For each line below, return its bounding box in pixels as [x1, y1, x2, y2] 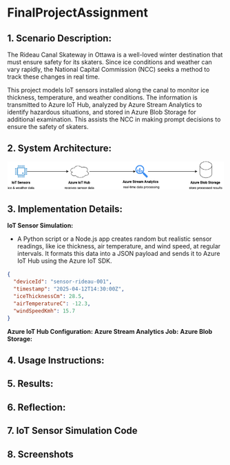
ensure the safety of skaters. [7, 123, 89, 130]
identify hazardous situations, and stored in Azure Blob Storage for [7, 108, 196, 116]
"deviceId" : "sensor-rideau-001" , [13, 278, 112, 286]
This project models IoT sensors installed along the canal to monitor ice [7, 86, 210, 94]
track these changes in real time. [7, 72, 100, 81]
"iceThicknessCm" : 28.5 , [13, 293, 85, 300]
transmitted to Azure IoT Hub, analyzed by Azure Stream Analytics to [7, 101, 202, 108]
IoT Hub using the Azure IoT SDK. [17, 257, 112, 265]
